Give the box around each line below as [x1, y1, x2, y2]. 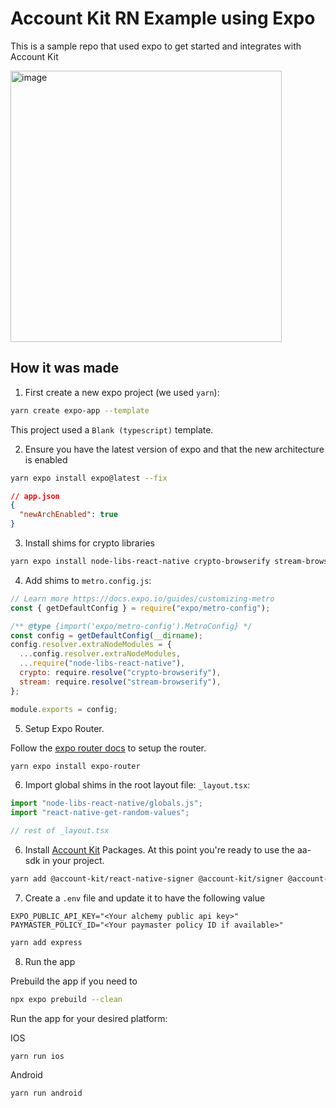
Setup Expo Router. [24, 722, 105, 734]
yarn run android [10, 1088, 83, 1098]
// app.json [10, 491, 60, 501]
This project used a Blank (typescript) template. [10, 423, 214, 436]
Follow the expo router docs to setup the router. [10, 742, 207, 754]
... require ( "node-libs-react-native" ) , [19, 658, 186, 669]
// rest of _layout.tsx [10, 826, 110, 836]
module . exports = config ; [10, 704, 118, 714]
